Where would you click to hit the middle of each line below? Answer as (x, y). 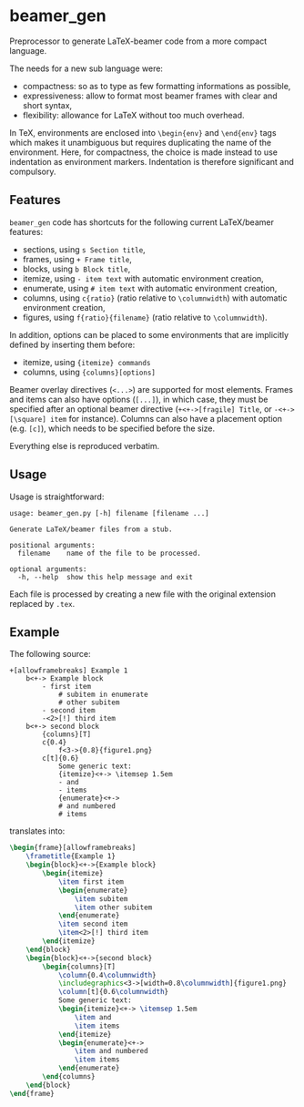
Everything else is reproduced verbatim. (85, 446)
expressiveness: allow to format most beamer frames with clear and (150, 96)
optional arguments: (49, 569)
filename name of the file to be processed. (110, 553)
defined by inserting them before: (72, 344)
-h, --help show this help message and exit (106, 577)
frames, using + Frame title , (77, 259)
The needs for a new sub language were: (86, 68)
